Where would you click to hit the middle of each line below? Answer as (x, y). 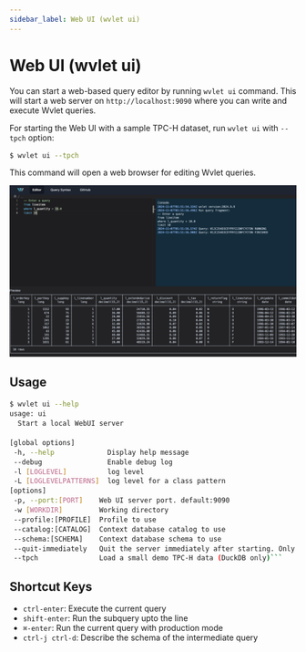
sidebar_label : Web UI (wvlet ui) (75, 19)
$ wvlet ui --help (44, 404)
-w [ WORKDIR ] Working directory (91, 511)
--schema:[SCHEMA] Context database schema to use (117, 539)
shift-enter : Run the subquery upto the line (105, 618)
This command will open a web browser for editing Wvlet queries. (133, 172)
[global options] (42, 442)
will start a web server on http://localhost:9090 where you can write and (148, 100)
